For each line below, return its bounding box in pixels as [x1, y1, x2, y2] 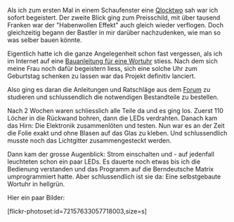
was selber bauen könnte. [7, 36, 82, 44]
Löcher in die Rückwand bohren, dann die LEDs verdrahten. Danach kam [7, 114, 218, 122]
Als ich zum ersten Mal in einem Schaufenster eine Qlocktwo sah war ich [7, 6, 219, 14]
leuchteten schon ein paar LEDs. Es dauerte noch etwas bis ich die [7, 157, 201, 166]
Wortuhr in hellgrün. [7, 180, 65, 188]
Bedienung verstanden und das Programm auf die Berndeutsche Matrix [7, 165, 214, 173]
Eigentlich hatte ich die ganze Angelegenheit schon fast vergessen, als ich [7, 49, 223, 58]
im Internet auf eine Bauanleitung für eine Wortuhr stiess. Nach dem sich [7, 57, 218, 65]
